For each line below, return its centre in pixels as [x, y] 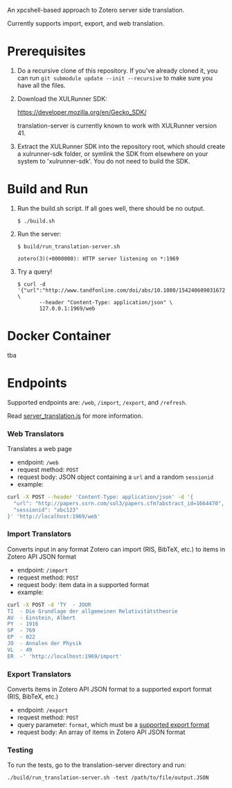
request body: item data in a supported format [83, 584]
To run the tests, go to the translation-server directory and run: [97, 765]
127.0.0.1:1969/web [67, 308]
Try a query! [35, 271]
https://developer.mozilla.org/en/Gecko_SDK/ [82, 112]
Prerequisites [47, 52]
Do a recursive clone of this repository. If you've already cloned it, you [117, 70]
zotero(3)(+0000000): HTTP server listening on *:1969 [98, 259]
